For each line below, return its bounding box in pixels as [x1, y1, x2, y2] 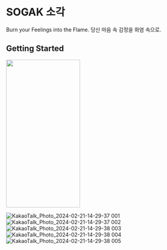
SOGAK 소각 [6, 5, 66, 19]
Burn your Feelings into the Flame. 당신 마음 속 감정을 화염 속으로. [6, 26, 162, 33]
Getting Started [6, 44, 64, 54]
